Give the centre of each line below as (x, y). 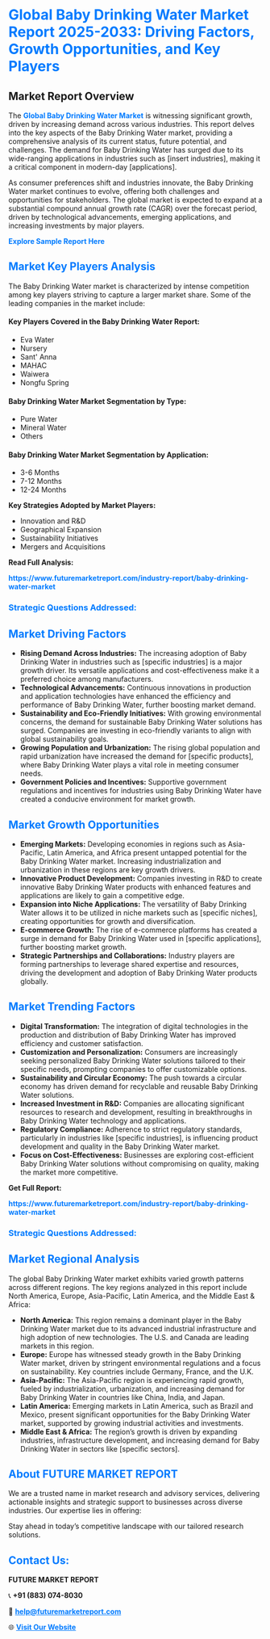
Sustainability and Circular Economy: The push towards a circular (131, 1078)
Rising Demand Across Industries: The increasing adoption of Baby (133, 653)
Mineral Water (43, 428)
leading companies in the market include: (77, 303)
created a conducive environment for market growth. (108, 799)
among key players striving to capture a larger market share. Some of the (130, 294)
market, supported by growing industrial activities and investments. (132, 1423)
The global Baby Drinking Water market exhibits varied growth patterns (126, 1279)
